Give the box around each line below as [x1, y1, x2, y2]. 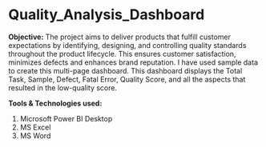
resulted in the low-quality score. [8, 82, 118, 93]
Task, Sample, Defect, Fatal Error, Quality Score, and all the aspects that [8, 74, 246, 84]
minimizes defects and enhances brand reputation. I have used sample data [8, 58, 259, 67]
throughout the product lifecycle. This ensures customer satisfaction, [8, 49, 236, 58]
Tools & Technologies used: [8, 98, 103, 108]
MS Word [19, 130, 51, 141]
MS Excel [19, 122, 51, 132]
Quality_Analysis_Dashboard [8, 6, 205, 24]
